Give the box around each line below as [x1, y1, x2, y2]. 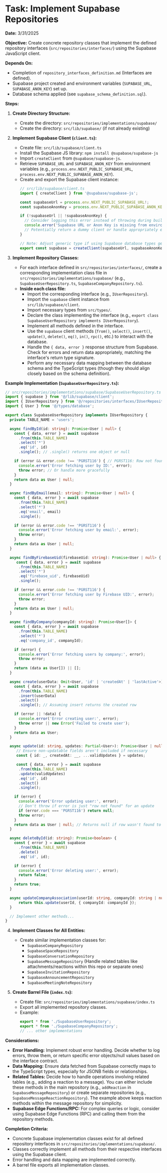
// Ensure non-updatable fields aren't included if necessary [16, 748, 148, 754]
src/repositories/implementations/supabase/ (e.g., [19, 275, 125, 281]
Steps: [5, 100, 19, 106]
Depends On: [5, 60, 33, 66]
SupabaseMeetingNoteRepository [27, 980, 92, 986]
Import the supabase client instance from [27, 296, 110, 302]
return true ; [14, 882, 41, 887]
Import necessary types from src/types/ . [27, 306, 112, 312]
